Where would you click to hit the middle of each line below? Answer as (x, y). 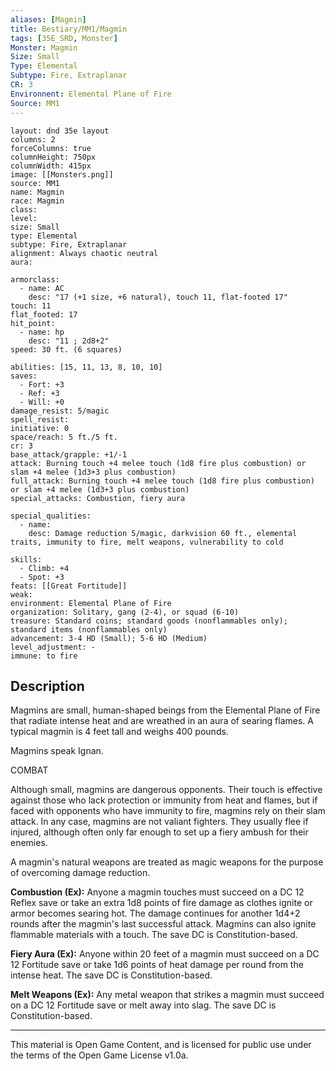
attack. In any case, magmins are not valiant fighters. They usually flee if (159, 822)
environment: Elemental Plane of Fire (91, 603)
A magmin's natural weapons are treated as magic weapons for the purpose (167, 862)
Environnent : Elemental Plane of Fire (91, 94)
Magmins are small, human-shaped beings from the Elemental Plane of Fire (165, 710)
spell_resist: (40, 419)
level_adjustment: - (53, 647)
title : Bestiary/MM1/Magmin (69, 29)
